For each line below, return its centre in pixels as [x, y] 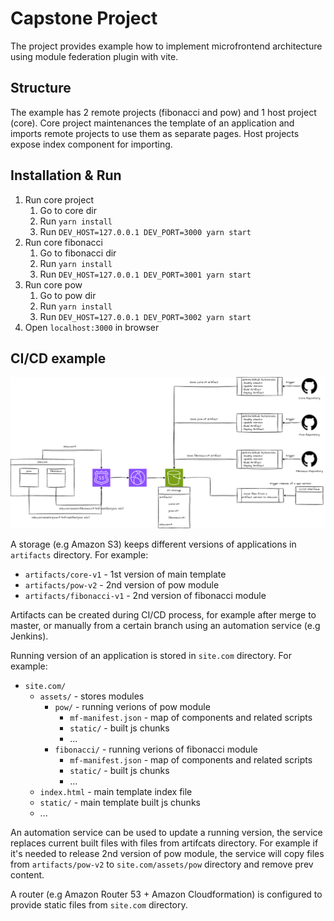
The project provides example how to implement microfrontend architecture [166, 46]
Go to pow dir [68, 295]
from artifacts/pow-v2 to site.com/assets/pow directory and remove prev [162, 864]
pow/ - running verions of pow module [132, 706]
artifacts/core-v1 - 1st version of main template [125, 574]
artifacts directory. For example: [79, 554]
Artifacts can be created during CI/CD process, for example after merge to [163, 614]
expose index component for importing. [91, 144]
